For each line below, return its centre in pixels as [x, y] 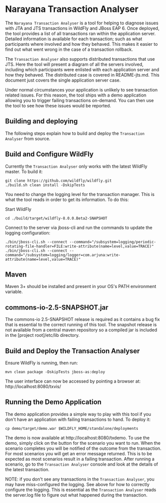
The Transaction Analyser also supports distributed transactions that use [80, 59]
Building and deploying [41, 121]
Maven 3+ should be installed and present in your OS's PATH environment [81, 287]
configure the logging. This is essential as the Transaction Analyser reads [81, 490]
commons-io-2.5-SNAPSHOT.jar [57, 307]
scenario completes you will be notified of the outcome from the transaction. [83, 448]
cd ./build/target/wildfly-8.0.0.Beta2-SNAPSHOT [56, 218]
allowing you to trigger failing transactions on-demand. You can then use [80, 100]
